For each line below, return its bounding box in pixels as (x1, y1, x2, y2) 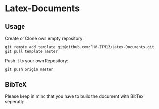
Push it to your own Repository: (5, 58, 68, 64)
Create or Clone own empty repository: (5, 35, 84, 41)
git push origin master (5, 67, 54, 72)
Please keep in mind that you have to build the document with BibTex (5, 93, 144, 99)
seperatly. (5, 98, 25, 104)
